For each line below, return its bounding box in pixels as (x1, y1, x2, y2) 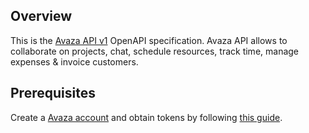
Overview (10, 8, 73, 25)
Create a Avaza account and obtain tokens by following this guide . (10, 111, 283, 123)
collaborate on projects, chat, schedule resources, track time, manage (10, 45, 300, 57)
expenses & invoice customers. (10, 55, 139, 68)
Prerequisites (10, 85, 96, 102)
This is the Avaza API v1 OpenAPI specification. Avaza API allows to (10, 34, 288, 46)
